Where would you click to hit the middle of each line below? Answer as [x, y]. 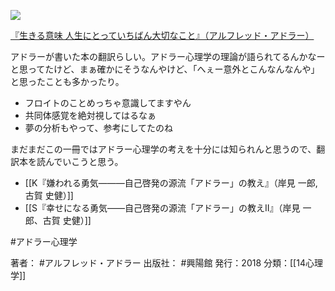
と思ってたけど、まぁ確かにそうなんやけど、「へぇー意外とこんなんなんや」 [165, 69]
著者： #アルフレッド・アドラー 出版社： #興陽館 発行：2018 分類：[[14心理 [166, 263]
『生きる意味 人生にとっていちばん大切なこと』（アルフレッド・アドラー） [162, 35]
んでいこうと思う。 [84, 161]
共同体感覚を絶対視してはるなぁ [90, 115]
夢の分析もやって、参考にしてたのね [98, 128]
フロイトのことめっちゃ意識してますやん [108, 103]
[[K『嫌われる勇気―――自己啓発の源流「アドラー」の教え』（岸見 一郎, [171, 183]
